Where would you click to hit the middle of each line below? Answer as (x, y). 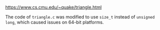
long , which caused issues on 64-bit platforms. (55, 22)
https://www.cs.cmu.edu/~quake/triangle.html (54, 7)
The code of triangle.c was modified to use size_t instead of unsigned (80, 17)
